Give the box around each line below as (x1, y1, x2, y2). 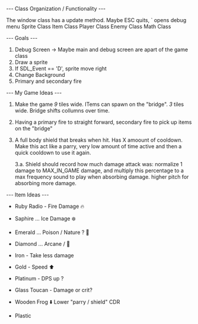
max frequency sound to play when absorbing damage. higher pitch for (14, 173, 189, 180)
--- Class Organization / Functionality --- (6, 5, 106, 12)
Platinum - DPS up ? (14, 275, 64, 282)
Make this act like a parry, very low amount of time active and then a (14, 143, 182, 149)
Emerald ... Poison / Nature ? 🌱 (14, 229, 90, 236)
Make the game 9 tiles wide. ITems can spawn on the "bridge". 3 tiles (14, 101, 184, 108)
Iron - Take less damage (14, 252, 74, 258)
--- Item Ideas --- (6, 191, 49, 198)
